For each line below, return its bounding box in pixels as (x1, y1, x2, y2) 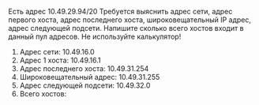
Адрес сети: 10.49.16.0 (19, 47, 95, 56)
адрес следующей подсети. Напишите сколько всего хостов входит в (8, 24, 244, 32)
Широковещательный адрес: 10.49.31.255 (19, 73, 160, 81)
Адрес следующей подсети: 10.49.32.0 (19, 81, 151, 90)
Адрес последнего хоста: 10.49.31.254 (19, 64, 149, 73)
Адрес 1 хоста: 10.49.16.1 (19, 55, 101, 65)
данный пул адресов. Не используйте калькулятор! (8, 32, 182, 41)
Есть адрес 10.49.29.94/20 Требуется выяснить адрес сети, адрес (8, 7, 233, 16)
